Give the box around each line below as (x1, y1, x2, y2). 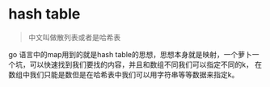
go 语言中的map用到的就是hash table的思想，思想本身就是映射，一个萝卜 (8, 49, 252, 59)
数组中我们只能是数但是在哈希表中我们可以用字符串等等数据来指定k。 (8, 69, 239, 79)
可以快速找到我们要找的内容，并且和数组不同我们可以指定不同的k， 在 (29, 60, 263, 69)
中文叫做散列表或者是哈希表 (27, 32, 121, 42)
